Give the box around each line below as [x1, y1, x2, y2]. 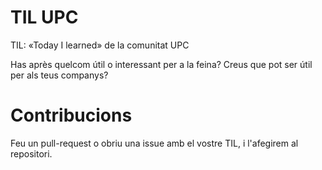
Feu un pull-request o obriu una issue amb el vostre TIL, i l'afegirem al [10, 137, 299, 149]
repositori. [10, 147, 53, 160]
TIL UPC [10, 6, 79, 29]
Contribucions [10, 104, 133, 127]
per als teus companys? [10, 69, 109, 81]
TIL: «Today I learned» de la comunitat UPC [10, 39, 190, 51]
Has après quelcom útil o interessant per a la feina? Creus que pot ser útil [10, 58, 313, 70]
